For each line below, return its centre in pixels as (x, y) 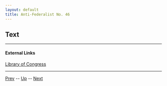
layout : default (22, 10)
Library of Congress (26, 64)
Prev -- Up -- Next (24, 78)
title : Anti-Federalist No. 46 (38, 14)
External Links (20, 53)
